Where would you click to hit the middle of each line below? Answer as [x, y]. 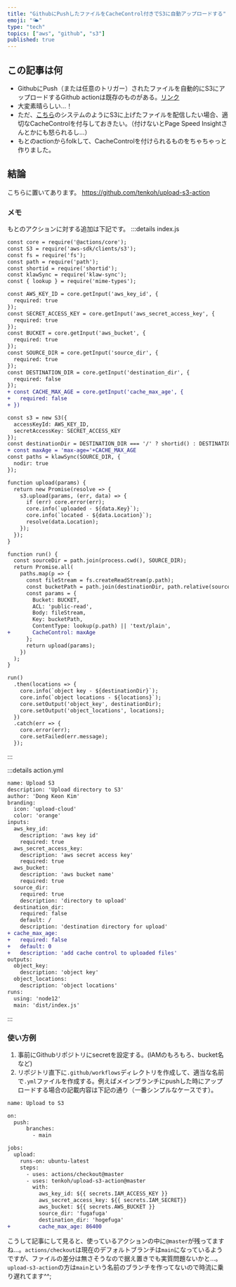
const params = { [51, 593]
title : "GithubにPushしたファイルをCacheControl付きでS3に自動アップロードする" [117, 14]
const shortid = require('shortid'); [63, 268]
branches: [40, 1129]
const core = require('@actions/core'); [67, 242]
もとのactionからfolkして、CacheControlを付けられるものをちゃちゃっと [122, 141]
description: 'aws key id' [59, 835]
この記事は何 [35, 70]
